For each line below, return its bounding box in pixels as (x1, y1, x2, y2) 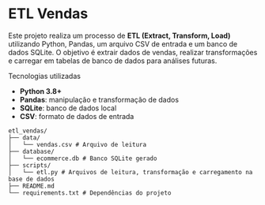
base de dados (8, 175, 55, 183)
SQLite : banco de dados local (19, 103, 117, 113)
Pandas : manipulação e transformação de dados (19, 95, 180, 104)
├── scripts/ (8, 161, 51, 170)
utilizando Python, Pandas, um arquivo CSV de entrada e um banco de (8, 39, 238, 48)
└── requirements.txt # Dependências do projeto (8, 188, 172, 197)
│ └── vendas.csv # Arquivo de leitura (8, 140, 147, 148)
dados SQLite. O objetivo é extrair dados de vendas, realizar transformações (8, 47, 258, 57)
